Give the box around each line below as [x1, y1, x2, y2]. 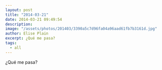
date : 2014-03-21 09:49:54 [5, 17, 62, 22]
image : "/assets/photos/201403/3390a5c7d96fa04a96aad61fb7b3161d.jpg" [5, 26, 157, 31]
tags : [5, 41, 17, 46]
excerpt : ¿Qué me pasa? [5, 36, 56, 41]
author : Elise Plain [5, 31, 49, 36]
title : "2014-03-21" [5, 12, 49, 17]
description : [5, 21, 33, 27]
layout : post [5, 7, 33, 13]
